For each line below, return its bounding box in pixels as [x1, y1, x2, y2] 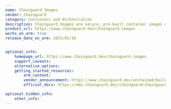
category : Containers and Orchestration [5, 17, 93, 22]
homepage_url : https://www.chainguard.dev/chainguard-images [14, 54, 147, 59]
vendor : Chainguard [5, 12, 47, 17]
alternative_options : [14, 63, 60, 68]
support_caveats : [14, 59, 51, 64]
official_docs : [23, 82, 56, 88]
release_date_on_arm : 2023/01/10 [5, 36, 76, 41]
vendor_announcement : [23, 78, 70, 83]
